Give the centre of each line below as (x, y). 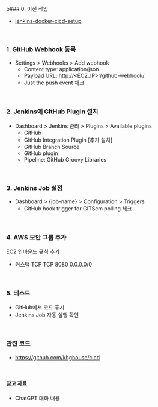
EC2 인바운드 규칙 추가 (33, 251)
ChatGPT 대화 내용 (37, 398)
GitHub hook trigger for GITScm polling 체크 (78, 208)
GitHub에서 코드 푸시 (40, 308)
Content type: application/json (61, 69)
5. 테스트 (18, 293)
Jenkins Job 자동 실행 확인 (47, 315)
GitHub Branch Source (52, 147)
